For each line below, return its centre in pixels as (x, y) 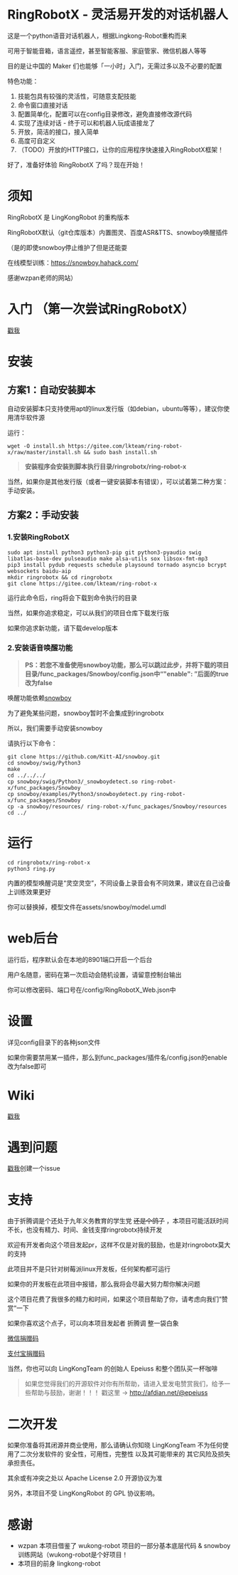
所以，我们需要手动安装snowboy (55, 728)
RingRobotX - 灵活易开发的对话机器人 (118, 15)
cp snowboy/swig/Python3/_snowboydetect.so (73, 781)
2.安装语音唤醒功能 (40, 648)
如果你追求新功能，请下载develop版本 (63, 628)
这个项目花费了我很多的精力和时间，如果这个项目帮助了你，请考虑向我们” (115, 1299)
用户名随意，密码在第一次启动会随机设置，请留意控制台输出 (94, 974)
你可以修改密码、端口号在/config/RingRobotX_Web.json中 (92, 990)
